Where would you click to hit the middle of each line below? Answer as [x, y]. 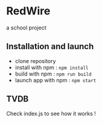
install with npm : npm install [52, 67]
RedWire [28, 11]
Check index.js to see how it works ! [51, 113]
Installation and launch [50, 46]
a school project [26, 28]
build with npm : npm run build [53, 74]
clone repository [35, 61]
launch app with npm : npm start [56, 80]
